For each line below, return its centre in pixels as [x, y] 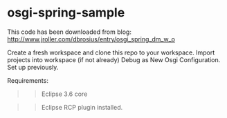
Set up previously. [33, 67]
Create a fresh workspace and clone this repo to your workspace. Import [111, 52]
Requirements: [28, 80]
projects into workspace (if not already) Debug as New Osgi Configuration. [114, 59]
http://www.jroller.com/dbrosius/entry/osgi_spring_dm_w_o [91, 39]
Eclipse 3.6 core [64, 94]
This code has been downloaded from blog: [69, 32]
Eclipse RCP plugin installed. [82, 107]
